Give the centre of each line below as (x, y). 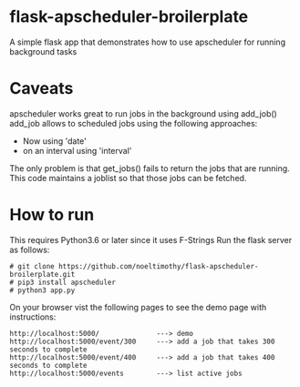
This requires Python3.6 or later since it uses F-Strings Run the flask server (151, 239)
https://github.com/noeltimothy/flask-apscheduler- (158, 266)
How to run (52, 215)
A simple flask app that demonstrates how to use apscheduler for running (147, 42)
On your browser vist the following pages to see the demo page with (138, 307)
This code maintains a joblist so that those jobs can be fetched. (128, 178)
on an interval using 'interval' (77, 150)
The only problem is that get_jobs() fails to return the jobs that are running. (150, 168)
